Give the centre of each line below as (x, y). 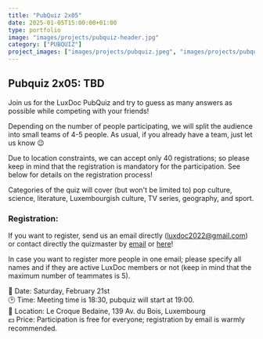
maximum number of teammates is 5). (69, 276)
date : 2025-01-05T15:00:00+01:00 (63, 23)
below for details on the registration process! (80, 174)
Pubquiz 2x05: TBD (56, 84)
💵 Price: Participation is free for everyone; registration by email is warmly (126, 319)
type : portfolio (34, 30)
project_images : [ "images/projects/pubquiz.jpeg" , (92, 52)
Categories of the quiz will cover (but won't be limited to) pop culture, (120, 190)
